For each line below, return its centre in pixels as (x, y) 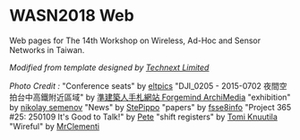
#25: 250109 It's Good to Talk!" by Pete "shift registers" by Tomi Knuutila (143, 117)
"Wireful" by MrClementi (55, 126)
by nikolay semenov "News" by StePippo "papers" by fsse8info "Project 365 (150, 107)
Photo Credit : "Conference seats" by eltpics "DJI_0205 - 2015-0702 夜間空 (149, 85)
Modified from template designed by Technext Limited (109, 67)
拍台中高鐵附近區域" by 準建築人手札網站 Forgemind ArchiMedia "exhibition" (150, 97)
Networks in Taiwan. (47, 49)
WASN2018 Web (72, 16)
